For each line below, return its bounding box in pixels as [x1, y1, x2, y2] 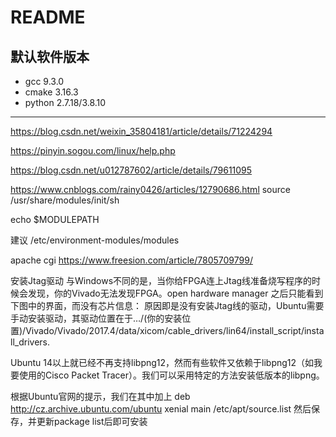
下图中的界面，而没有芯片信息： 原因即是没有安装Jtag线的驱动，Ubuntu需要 [10, 300, 325, 311]
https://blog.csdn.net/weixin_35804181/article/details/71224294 [10, 126, 273, 137]
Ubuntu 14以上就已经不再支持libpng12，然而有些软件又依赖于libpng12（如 [10, 357, 315, 368]
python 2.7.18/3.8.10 [24, 97, 107, 108]
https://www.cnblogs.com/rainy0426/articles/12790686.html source [10, 184, 291, 195]
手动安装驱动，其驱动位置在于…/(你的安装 [10, 312, 183, 324]
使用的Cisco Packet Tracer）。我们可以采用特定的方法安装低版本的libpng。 [18, 369, 325, 381]
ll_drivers [10, 336, 48, 348]
